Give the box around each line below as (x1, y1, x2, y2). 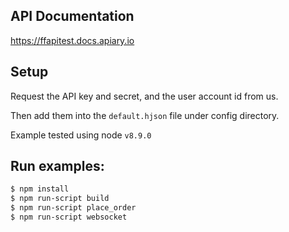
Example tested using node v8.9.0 (10, 129, 152, 141)
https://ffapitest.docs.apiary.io (10, 34, 135, 46)
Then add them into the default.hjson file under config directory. (10, 109, 280, 121)
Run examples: (10, 158, 105, 175)
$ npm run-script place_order (10, 203, 137, 213)
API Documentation (10, 8, 135, 25)
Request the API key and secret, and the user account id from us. (10, 90, 279, 102)
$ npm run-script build (10, 194, 110, 204)
